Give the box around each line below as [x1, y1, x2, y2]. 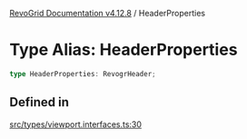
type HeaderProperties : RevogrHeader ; [9, 69, 156, 78]
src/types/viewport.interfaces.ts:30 [9, 118, 143, 130]
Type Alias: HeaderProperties [9, 40, 238, 60]
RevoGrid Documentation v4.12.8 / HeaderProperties [9, 8, 206, 18]
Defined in [9, 94, 70, 110]
